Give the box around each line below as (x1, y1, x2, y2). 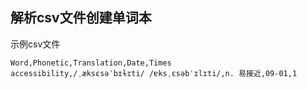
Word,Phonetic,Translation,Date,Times (10, 58, 172, 68)
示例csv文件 (10, 38, 61, 50)
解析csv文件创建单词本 (10, 9, 152, 27)
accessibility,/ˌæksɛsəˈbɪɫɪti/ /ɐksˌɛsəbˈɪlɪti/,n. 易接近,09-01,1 (10, 68, 298, 78)
